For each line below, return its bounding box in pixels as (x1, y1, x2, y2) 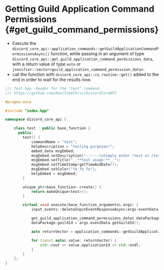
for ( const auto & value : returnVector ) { (31, 238, 117, 243)
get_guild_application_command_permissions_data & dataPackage (31, 216, 161, 221)
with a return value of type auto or (12, 61, 81, 67)
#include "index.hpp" (5, 108, 49, 113)
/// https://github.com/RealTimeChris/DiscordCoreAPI (5, 90, 117, 96)
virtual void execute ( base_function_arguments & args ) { (22, 203, 139, 208)
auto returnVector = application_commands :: (31, 229, 123, 234)
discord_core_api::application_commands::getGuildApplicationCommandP (12, 46, 159, 51)
